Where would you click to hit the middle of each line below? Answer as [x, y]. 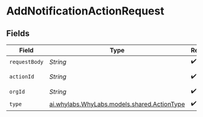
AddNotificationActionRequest [85, 11]
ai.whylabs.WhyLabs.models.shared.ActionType [117, 104]
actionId [22, 77]
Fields [18, 33]
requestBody [27, 62]
